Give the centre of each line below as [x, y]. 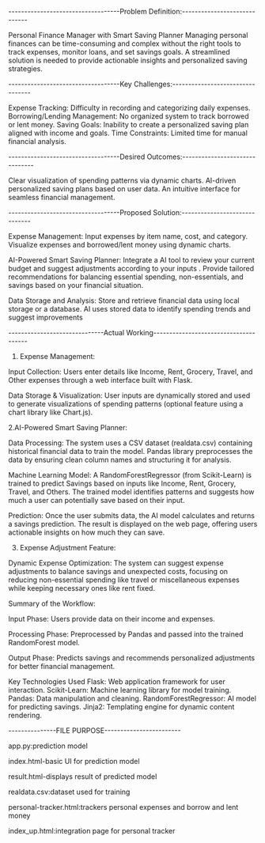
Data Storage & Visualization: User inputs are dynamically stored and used [129, 395]
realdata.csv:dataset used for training [69, 792]
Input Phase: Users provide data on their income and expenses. [112, 619]
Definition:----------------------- [202, 11]
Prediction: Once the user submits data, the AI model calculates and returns [132, 516]
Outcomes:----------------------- [201, 157]
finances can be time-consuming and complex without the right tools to [125, 43]
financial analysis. [38, 141]
